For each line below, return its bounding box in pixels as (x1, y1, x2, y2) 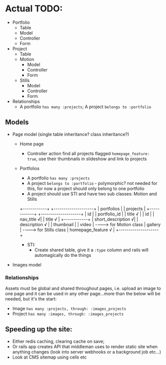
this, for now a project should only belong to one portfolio (27, 185, 145, 191)
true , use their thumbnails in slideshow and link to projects (27, 156, 147, 162)
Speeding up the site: (5, 325, 73, 334)
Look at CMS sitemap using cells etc (12, 354, 87, 360)
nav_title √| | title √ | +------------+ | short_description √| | (19, 216, 139, 222)
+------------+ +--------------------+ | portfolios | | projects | (19, 205, 146, 211)
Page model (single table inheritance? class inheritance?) (12, 131, 129, 137)
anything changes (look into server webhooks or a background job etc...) (12, 349, 162, 355)
